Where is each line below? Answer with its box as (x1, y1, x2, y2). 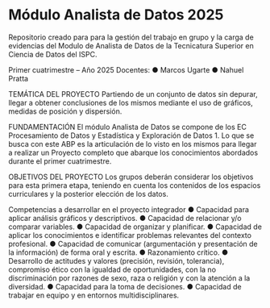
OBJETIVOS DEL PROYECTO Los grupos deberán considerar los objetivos (8, 172, 254, 181)
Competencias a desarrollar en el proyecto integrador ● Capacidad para (8, 204, 250, 214)
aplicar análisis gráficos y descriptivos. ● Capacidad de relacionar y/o (8, 213, 242, 223)
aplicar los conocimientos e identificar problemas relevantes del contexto (8, 230, 252, 239)
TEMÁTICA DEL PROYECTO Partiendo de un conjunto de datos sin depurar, (8, 89, 258, 98)
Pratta (8, 73, 29, 83)
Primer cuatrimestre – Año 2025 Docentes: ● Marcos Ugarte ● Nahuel (8, 65, 244, 74)
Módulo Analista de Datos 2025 (8, 6, 224, 24)
